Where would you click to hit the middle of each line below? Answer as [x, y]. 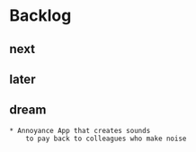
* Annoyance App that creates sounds [80, 130]
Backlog [40, 16]
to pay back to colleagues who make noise [106, 139]
